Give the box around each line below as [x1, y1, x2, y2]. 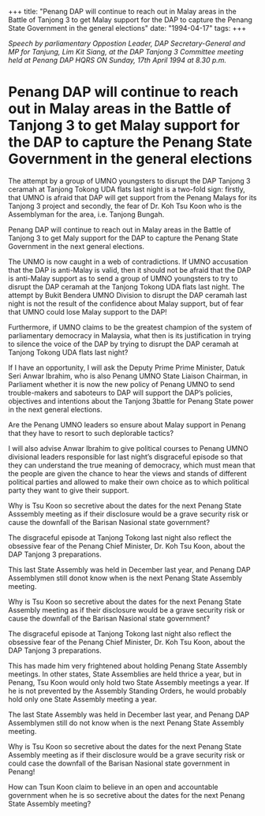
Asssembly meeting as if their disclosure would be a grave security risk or [8, 509, 248, 519]
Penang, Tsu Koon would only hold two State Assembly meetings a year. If [8, 677, 250, 687]
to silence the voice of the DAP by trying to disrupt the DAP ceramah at [8, 339, 239, 348]
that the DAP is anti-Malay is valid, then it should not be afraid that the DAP [8, 265, 252, 274]
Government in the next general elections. [8, 241, 144, 251]
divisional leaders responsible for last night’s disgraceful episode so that [8, 452, 243, 461]
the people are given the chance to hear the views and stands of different [8, 468, 247, 478]
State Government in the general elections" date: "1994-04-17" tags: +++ [8, 24, 247, 32]
